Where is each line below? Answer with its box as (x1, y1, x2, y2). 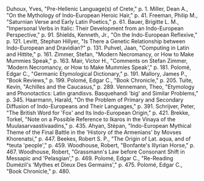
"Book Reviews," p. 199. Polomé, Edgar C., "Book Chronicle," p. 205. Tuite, (6, 76, 194, 84)
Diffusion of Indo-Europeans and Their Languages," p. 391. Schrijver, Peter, (6, 103, 195, 109)
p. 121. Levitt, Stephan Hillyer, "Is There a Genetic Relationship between (6, 38, 186, 45)
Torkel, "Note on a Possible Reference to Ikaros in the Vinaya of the (6, 116, 176, 123)
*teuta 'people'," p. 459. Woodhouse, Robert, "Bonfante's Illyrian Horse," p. (6, 142, 195, 149)
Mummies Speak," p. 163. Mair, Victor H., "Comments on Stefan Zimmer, (6, 57, 188, 64)
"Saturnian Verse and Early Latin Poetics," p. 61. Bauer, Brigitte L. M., (6, 18, 179, 25)
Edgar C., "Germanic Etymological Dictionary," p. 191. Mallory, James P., (6, 70, 188, 77)
